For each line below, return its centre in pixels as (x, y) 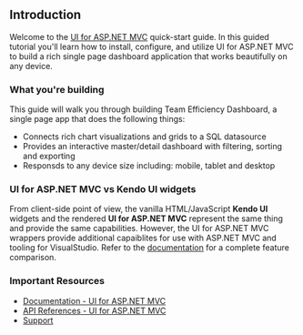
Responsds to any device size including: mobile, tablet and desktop (149, 166)
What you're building (57, 89)
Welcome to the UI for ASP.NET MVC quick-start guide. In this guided (140, 36)
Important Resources (57, 281)
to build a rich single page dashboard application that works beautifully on (149, 56)
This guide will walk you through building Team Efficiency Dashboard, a (143, 109)
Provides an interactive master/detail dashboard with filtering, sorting (152, 147)
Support (38, 320)
